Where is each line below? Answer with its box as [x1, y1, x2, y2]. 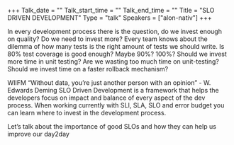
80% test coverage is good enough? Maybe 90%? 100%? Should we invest [7, 50, 227, 58]
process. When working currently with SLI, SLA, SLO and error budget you [7, 101, 225, 109]
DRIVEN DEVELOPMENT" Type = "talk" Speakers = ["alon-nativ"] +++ [7, 13, 213, 22]
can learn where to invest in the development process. [7, 109, 167, 117]
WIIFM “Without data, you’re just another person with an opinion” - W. [7, 79, 211, 87]
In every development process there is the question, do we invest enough [7, 28, 222, 35]
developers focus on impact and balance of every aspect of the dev [7, 93, 206, 102]
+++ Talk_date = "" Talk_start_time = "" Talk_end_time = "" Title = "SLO [7, 6, 215, 14]
